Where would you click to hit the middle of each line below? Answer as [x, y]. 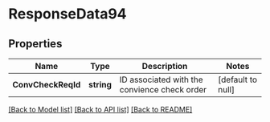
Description [165, 66]
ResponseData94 [67, 14]
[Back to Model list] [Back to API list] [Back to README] [100, 110]
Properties [35, 44]
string [100, 85]
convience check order [163, 89]
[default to [238, 79]
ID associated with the [161, 79]
